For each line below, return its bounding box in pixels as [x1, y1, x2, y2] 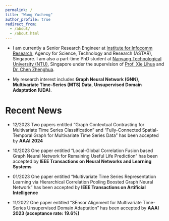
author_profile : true [5, 17, 51, 22]
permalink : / [5, 7, 33, 13]
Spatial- [142, 127, 159, 133]
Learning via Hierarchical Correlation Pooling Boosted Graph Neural [12, 178, 153, 185]
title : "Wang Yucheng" [5, 12, 53, 17]
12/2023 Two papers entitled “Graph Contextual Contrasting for [12, 121, 145, 127]
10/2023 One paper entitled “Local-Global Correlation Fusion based [12, 148, 153, 154]
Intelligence [12, 190, 38, 196]
